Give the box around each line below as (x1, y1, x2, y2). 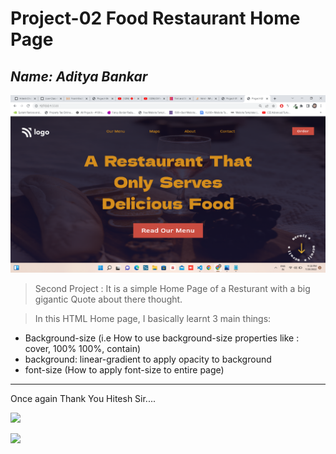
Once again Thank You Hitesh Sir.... (10, 392, 156, 404)
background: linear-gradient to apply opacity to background (24, 353, 272, 365)
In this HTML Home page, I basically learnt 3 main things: (34, 312, 272, 324)
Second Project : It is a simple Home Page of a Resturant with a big (34, 282, 311, 294)
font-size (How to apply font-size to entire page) (24, 363, 225, 376)
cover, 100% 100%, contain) (24, 342, 142, 354)
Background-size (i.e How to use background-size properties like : (24, 332, 300, 344)
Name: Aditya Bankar (10, 68, 148, 85)
